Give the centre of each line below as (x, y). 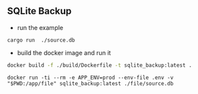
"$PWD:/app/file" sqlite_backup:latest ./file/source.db (90, 83)
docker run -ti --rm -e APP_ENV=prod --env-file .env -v (90, 78)
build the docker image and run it (64, 52)
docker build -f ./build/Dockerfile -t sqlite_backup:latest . (100, 65)
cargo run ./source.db (41, 40)
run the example (40, 27)
